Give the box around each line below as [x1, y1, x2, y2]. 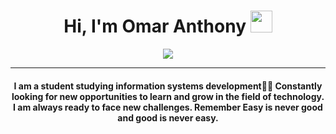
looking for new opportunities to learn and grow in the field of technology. [11, 90, 325, 102]
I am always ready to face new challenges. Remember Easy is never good [13, 101, 323, 113]
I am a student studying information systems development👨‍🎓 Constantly [13, 80, 323, 92]
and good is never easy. [117, 111, 219, 124]
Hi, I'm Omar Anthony [63, 15, 247, 38]
